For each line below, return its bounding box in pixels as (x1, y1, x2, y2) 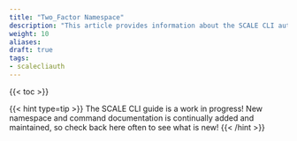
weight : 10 (9, 29, 49, 38)
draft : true (9, 46, 53, 55)
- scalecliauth (9, 63, 65, 71)
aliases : (9, 37, 42, 47)
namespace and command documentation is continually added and (9, 112, 255, 123)
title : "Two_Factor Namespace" (9, 12, 125, 22)
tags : (9, 54, 29, 63)
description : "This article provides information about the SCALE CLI (9, 21, 275, 30)
